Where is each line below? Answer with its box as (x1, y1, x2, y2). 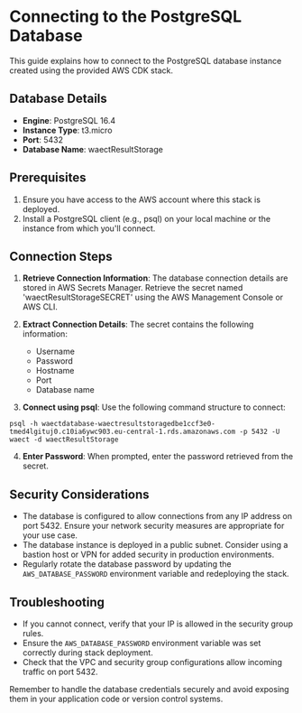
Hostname (35, 366, 75, 376)
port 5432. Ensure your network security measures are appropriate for (22, 521, 285, 532)
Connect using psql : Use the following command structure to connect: (22, 402, 286, 412)
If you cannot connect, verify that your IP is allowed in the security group (22, 618, 293, 629)
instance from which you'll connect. (22, 223, 156, 234)
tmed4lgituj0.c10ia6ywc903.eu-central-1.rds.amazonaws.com (9, 427, 236, 437)
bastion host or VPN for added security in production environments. (22, 549, 275, 560)
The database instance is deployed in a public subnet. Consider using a (22, 540, 288, 551)
